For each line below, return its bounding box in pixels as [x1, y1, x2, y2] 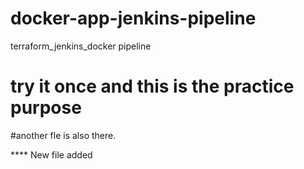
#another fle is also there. [10, 129, 117, 141]
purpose [10, 97, 82, 119]
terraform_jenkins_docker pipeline [10, 40, 152, 52]
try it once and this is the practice [10, 75, 295, 98]
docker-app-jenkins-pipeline [10, 7, 257, 30]
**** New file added [10, 148, 93, 161]
